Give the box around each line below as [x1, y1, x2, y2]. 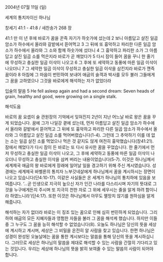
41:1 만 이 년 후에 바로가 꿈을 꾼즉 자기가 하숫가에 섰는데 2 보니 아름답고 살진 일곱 [5, 35, 158, 41]
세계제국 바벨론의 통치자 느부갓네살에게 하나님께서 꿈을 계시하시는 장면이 [17, 169, 156, 174]
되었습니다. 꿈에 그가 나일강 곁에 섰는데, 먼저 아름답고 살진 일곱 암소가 [10, 120, 142, 125]
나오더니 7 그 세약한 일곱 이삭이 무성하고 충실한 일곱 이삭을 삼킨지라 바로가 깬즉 [5, 66, 155, 71]
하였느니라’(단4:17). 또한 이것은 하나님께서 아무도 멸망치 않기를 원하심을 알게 [10, 193, 155, 198]
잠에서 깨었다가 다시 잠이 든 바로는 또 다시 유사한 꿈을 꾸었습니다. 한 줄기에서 [5, 144, 150, 150]
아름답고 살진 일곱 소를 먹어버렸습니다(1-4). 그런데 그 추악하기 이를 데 [19, 132, 150, 138]
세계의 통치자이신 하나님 [5, 15, 51, 20]
